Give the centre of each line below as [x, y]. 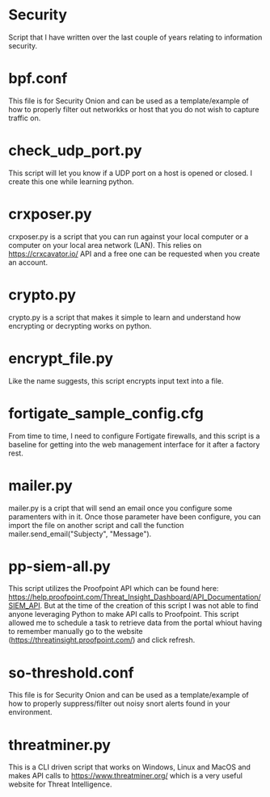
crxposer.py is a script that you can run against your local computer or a [129, 237]
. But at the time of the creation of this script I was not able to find [149, 606]
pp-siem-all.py [59, 566]
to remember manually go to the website [76, 631]
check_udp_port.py [76, 151]
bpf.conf [38, 79]
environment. [30, 712]
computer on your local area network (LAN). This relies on [105, 245]
